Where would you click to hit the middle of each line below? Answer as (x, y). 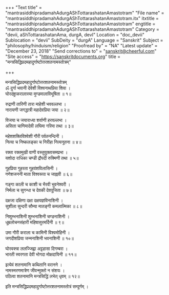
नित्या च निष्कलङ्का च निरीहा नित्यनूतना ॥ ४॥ (44, 142)
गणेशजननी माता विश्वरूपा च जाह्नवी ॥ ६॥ (39, 174)
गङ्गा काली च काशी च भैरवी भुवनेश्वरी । (38, 184)
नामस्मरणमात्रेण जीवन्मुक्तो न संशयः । (35, 270)
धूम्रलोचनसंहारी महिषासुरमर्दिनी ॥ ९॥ (35, 222)
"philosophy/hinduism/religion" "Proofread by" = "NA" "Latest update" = (81, 45)
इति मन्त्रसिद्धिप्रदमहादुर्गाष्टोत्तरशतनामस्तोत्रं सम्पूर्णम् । (47, 287)
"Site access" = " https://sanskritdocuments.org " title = (63, 57)
